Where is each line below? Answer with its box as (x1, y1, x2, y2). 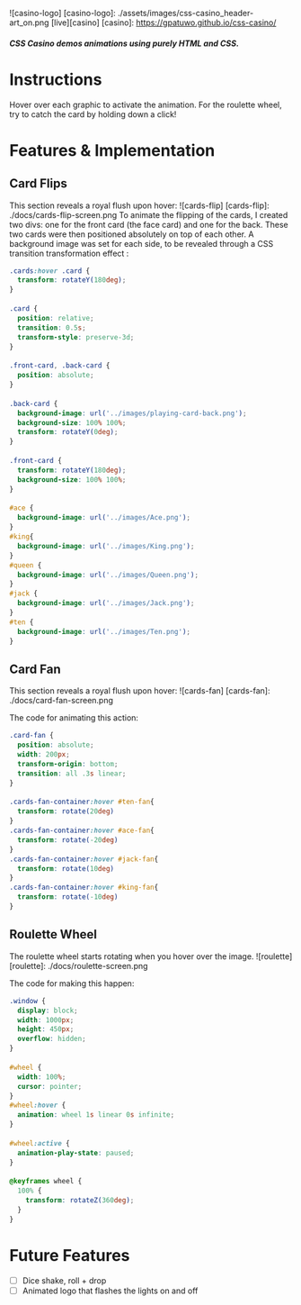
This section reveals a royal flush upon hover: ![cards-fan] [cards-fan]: (9, 685, 270, 696)
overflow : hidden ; (17, 1035, 87, 1044)
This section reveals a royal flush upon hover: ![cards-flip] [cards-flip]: (9, 200, 270, 211)
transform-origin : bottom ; (17, 759, 119, 768)
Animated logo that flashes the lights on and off (22, 1285, 199, 1296)
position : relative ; (17, 313, 94, 322)
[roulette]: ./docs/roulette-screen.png (9, 960, 148, 971)
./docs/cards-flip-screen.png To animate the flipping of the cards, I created (9, 209, 288, 220)
